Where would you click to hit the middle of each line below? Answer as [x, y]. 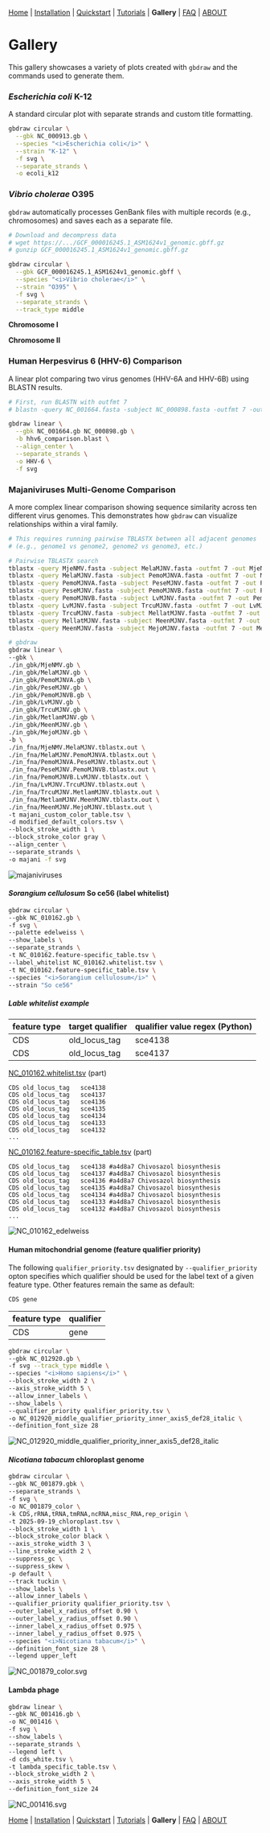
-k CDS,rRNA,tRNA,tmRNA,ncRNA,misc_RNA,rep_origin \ [98, 1514]
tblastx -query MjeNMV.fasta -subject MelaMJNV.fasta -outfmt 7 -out [127, 568]
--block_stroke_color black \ [59, 1536]
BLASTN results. [35, 387]
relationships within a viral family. [63, 524]
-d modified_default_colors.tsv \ [66, 822]
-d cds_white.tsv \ [41, 1759]
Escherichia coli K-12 [50, 97]
